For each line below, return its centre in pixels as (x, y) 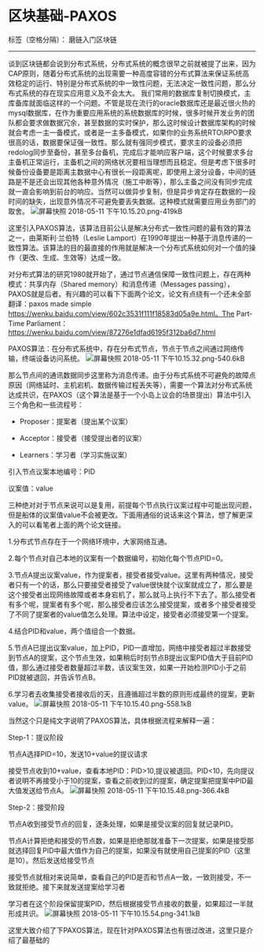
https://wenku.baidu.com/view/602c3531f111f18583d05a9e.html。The (121, 313)
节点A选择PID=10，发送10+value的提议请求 (78, 754)
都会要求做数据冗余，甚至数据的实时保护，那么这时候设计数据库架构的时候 (135, 122)
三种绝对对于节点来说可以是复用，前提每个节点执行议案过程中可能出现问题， (132, 505)
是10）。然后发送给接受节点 (51, 860)
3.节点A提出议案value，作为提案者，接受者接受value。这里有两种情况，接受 (131, 575)
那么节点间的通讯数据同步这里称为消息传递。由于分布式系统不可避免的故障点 (132, 375)
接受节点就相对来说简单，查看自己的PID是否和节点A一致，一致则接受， (123, 877)
